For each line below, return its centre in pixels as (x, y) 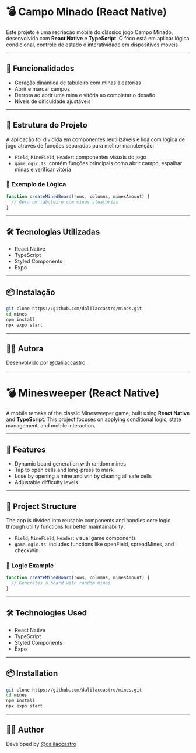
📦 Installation (32, 674)
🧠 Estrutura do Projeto (47, 125)
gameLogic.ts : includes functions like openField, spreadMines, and (94, 544)
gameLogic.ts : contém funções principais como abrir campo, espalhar (98, 163)
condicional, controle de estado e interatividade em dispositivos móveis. (93, 45)
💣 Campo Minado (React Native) (87, 12)
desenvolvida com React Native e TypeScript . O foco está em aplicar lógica (98, 38)
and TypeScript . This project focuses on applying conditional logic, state (94, 419)
